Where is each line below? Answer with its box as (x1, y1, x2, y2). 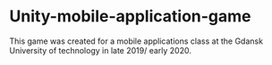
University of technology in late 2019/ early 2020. (9, 45, 192, 55)
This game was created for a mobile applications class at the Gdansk (9, 36, 264, 46)
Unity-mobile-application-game (9, 6, 252, 27)
